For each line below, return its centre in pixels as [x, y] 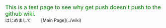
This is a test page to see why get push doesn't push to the [83, 7]
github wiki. [20, 14]
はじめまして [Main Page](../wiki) [43, 20]
